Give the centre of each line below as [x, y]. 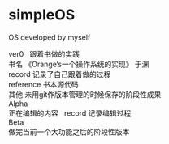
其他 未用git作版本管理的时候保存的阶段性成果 [85, 94]
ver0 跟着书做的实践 [44, 53]
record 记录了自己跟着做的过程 [60, 74]
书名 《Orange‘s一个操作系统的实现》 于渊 [79, 64]
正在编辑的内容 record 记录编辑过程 [70, 113]
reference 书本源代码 [43, 84]
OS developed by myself [50, 37]
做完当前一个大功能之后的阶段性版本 [69, 132]
